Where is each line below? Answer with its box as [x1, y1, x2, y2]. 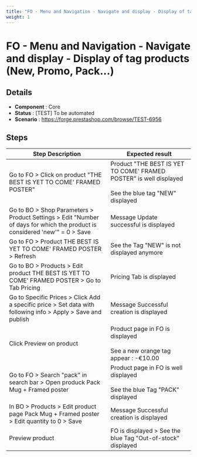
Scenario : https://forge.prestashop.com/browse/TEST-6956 [14, 116, 162, 123]
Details [6, 87, 32, 97]
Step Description [33, 150, 81, 158]
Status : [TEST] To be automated [14, 109, 95, 116]
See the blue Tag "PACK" [110, 385, 180, 394]
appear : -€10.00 [110, 354, 159, 363]
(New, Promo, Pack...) [6, 64, 114, 77]
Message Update [110, 214, 158, 222]
